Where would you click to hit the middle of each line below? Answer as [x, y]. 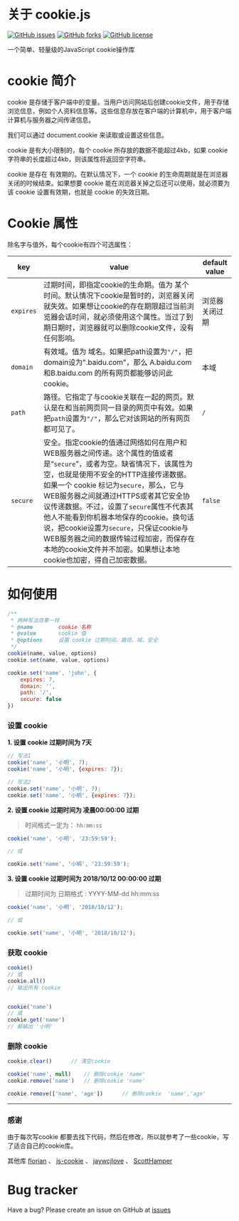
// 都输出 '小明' [30, 1027]
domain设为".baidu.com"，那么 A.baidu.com [118, 362]
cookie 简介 [42, 81]
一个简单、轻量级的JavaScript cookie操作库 [71, 49]
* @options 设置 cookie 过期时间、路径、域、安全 [84, 640]
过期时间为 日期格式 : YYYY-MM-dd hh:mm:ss [92, 894]
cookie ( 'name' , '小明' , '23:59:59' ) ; [62, 838]
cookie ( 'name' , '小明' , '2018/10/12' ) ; [65, 908]
